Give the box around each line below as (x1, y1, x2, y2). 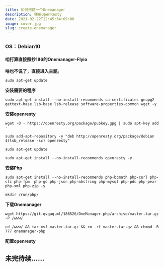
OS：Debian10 (5, 43, 41, 50)
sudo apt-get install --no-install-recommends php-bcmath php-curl (5, 175, 148, 180)
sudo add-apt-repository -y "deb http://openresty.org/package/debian (5, 134, 155, 139)
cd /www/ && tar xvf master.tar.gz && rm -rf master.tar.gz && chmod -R (5, 224, 159, 230)
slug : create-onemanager (5, 26, 57, 31)
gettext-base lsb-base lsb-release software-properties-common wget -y (5, 102, 157, 107)
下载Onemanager (5, 201, 42, 207)
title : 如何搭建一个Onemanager (5, 7, 66, 12)
